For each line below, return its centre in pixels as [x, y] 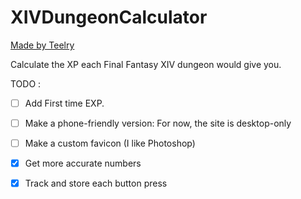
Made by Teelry [42, 45]
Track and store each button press [96, 183]
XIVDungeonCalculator [109, 17]
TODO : [26, 83]
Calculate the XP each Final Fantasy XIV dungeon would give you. [146, 64]
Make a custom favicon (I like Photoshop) [110, 143]
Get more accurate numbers [83, 163]
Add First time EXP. [64, 103]
